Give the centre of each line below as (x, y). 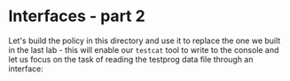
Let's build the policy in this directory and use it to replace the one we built (145, 40)
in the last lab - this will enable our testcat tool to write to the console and (144, 49)
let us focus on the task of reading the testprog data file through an (131, 59)
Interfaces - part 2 (77, 16)
